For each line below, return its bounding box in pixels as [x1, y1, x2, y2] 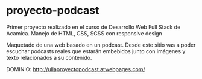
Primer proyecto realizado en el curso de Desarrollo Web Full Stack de [6, 23, 181, 31]
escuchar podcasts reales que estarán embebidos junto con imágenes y [6, 47, 186, 54]
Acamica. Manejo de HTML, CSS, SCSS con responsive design [6, 29, 163, 37]
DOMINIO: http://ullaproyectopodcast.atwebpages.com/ [6, 65, 146, 72]
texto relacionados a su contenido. [6, 54, 92, 61]
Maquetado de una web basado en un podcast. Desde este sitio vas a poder [6, 41, 196, 48]
